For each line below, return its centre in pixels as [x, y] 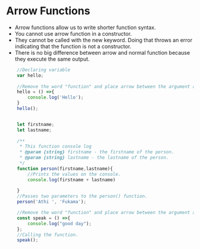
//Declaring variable [43, 70]
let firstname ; [36, 124]
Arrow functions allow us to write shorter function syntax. [85, 27]
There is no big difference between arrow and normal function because [102, 52]
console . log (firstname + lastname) [72, 179]
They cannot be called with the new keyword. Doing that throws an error [104, 40]
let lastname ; [34, 130]
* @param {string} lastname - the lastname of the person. [94, 158]
